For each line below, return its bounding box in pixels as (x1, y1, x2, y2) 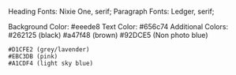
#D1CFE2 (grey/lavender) (8, 46, 90, 54)
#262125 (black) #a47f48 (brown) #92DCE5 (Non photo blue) (8, 31, 208, 39)
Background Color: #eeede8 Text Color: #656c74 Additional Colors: (8, 22, 229, 31)
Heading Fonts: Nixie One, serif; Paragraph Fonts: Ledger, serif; (8, 7, 215, 16)
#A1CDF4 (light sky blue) (8, 59, 93, 67)
